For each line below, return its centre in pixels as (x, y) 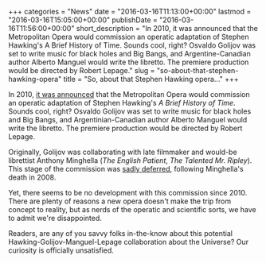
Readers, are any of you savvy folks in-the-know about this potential (121, 233)
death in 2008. (32, 177)
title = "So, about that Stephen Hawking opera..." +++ (151, 79)
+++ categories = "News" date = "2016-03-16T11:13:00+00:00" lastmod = (130, 12)
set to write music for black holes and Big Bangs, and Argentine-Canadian (129, 54)
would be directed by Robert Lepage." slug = (82, 70)
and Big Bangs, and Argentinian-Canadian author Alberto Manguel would (128, 120)
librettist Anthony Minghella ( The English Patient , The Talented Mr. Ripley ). (130, 161)
